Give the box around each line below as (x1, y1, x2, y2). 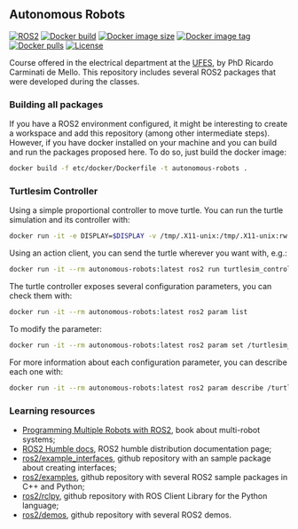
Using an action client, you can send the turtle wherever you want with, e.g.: (9, 248, 288, 258)
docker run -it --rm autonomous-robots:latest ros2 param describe (9, 383, 264, 392)
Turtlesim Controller (9, 185, 98, 197)
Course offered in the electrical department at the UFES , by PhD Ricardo (9, 57, 274, 67)
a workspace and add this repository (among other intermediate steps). (9, 128, 271, 138)
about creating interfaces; (21, 462, 117, 473)
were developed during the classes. (9, 75, 140, 87)
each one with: (9, 366, 64, 376)
